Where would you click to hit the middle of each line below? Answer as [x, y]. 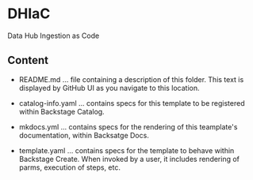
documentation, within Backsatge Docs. [84, 135]
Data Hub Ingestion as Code [54, 36]
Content [28, 60]
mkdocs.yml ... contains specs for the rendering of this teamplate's [128, 126]
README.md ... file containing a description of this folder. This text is [131, 79]
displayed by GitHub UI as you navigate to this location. [109, 88]
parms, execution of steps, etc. [69, 167]
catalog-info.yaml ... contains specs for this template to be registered [132, 103]
